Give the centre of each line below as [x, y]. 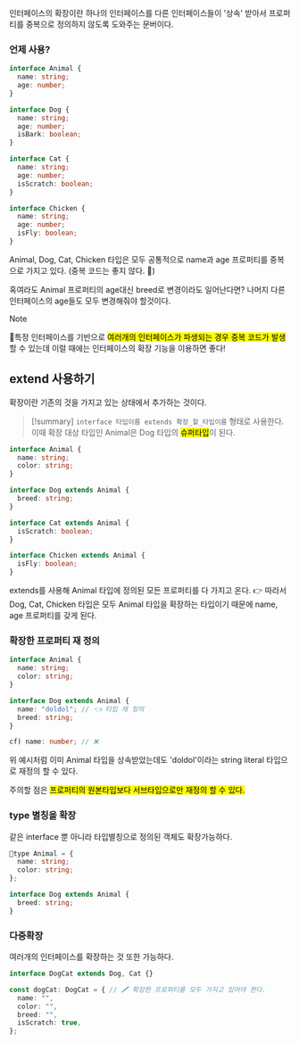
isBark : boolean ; [50, 135]
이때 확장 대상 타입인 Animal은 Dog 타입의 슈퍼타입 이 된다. [133, 432]
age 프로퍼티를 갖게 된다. [53, 616]
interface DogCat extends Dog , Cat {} [81, 974]
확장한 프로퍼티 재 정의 [55, 641]
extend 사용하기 [52, 379]
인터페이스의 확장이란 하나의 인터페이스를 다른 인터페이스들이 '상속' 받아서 [138, 13]
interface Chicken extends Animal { [77, 556]
